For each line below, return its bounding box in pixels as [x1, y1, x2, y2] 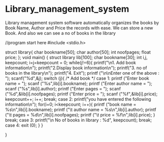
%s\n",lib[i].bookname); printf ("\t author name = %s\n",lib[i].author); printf [5, 107, 157, 113]
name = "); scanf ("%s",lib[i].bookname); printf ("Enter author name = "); [5, 80, 153, 86]
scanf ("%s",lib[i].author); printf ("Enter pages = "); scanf [5, 85, 121, 91]
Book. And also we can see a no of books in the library [5, 30, 116, 36]
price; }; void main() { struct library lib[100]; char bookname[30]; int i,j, [5, 54, 148, 60]
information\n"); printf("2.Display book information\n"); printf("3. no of [5, 65, 147, 71]
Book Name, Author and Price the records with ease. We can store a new [5, 25, 154, 30]
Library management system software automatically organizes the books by [5, 20, 159, 26]
